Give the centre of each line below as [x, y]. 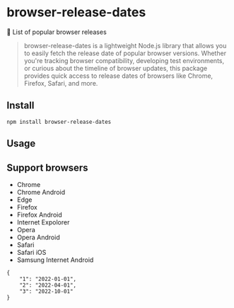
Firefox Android [39, 215]
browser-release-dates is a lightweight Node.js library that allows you [125, 45]
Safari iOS [31, 252]
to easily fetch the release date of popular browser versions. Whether [125, 53]
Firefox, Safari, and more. [61, 83]
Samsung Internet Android [55, 260]
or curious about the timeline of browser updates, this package [116, 68]
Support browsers [48, 167]
